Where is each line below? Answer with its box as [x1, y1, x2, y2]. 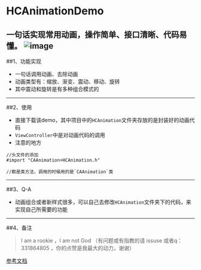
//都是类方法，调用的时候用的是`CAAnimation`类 [6, 169, 114, 175]
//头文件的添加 [6, 152, 39, 158]
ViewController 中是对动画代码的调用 [14, 132, 106, 138]
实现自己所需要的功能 [14, 206, 68, 213]
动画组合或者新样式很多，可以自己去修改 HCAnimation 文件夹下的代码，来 [14, 199, 191, 205]
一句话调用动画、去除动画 [14, 71, 78, 77]
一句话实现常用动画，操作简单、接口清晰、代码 [6, 29, 179, 40]
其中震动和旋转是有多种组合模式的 [14, 86, 99, 92]
